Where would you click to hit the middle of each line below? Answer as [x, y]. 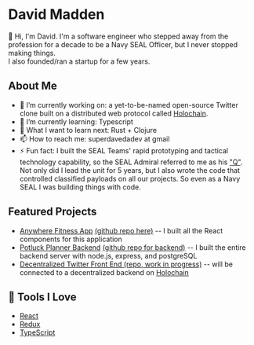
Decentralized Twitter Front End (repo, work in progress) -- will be [126, 264]
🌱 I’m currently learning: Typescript [76, 121]
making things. [32, 53]
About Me [33, 86]
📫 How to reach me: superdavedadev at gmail [94, 138]
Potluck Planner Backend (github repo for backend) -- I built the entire [132, 247]
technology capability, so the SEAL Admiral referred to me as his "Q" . [131, 162]
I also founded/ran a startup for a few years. [79, 61]
